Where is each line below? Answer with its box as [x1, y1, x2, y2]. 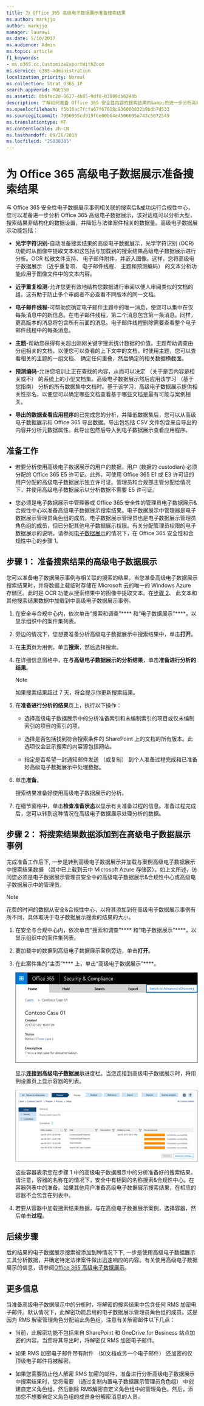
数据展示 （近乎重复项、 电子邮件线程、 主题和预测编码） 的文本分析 [20, 263, 192, 270]
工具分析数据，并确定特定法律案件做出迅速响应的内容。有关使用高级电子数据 [6, 1256, 198, 1264]
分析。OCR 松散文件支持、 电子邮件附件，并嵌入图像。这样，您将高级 [15, 255, 189, 262]
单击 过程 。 [20, 1212, 47, 1219]
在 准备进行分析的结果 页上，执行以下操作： [15, 701, 122, 709]
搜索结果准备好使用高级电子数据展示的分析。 [15, 789, 127, 797]
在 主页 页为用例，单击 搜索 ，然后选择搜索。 [15, 643, 122, 650]
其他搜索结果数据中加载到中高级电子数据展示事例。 [6, 597, 134, 604]
